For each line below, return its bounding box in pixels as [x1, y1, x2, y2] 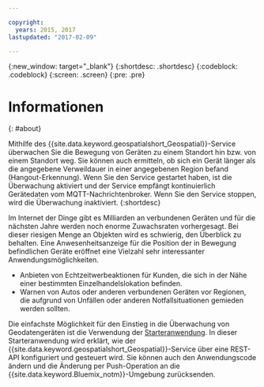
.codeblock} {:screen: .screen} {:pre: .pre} [8, 70, 145, 80]
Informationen [8, 98, 104, 115]
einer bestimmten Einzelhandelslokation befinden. [19, 279, 183, 288]
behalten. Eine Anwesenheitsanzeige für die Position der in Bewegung [8, 239, 237, 248]
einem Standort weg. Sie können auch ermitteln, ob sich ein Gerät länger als [8, 156, 256, 166]
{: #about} [8, 124, 42, 133]
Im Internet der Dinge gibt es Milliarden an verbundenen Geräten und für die [8, 213, 256, 223]
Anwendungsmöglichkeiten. [8, 255, 99, 265]
